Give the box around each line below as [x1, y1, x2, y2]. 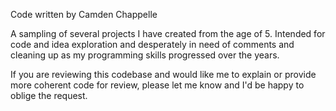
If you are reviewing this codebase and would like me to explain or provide [10, 69, 317, 80]
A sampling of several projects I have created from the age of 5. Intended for [10, 28, 326, 39]
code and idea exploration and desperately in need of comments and [10, 39, 295, 50]
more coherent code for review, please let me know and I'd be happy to [10, 79, 305, 91]
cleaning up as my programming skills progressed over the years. [10, 49, 280, 61]
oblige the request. [10, 90, 88, 101]
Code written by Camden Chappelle [10, 9, 158, 20]
